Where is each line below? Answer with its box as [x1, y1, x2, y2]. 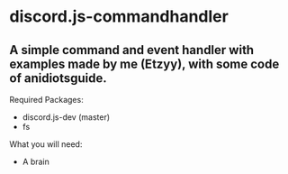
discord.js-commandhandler [9, 6, 229, 27]
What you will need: [9, 139, 83, 150]
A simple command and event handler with [9, 42, 255, 58]
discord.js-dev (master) [22, 112, 111, 123]
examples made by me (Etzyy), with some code [9, 56, 280, 71]
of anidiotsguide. [9, 70, 108, 86]
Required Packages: [9, 95, 84, 105]
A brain [22, 156, 49, 167]
